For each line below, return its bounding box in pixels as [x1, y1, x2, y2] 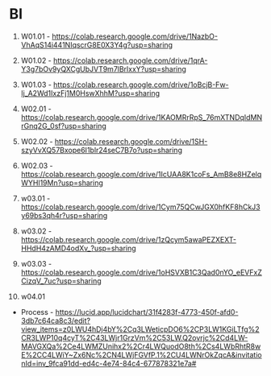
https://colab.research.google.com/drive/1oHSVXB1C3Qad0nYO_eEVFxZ [20, 267, 263, 277]
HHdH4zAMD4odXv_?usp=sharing [20, 243, 136, 253]
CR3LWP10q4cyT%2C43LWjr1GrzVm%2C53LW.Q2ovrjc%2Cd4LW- [20, 333, 248, 342]
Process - [20, 307, 54, 316]
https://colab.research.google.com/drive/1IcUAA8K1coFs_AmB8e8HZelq [20, 169, 262, 179]
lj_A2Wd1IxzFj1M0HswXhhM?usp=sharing [20, 88, 161, 97]
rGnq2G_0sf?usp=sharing [20, 121, 107, 130]
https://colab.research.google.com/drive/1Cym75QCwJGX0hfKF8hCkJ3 [20, 202, 261, 212]
